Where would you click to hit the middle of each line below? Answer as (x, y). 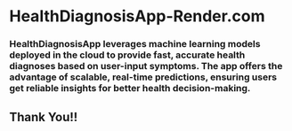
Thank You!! (44, 117)
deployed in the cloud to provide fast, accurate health (127, 55)
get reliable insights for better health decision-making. (130, 89)
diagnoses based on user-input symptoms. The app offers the (146, 66)
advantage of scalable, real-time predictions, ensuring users (143, 77)
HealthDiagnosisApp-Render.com (137, 16)
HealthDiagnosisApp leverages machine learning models (135, 44)
